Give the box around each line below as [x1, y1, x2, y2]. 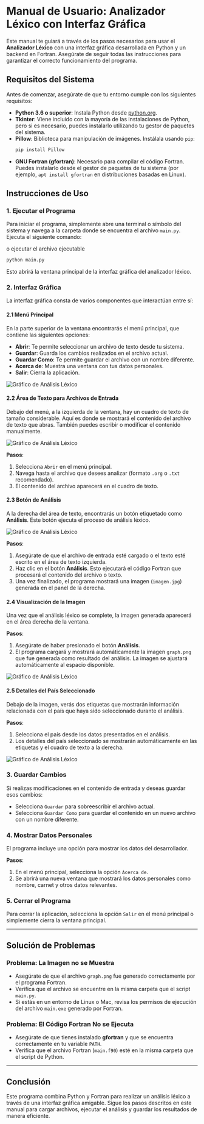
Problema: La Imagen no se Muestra [6, 958, 115, 967]
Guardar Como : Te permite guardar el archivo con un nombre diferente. [15, 355, 195, 363]
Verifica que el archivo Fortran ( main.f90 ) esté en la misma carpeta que [15, 1047, 194, 1054]
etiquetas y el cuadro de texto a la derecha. [15, 744, 124, 751]
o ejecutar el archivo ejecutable [6, 245, 85, 252]
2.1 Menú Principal [6, 311, 53, 318]
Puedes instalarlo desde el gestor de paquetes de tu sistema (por [15, 164, 179, 171]
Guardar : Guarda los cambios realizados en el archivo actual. [15, 349, 169, 357]
